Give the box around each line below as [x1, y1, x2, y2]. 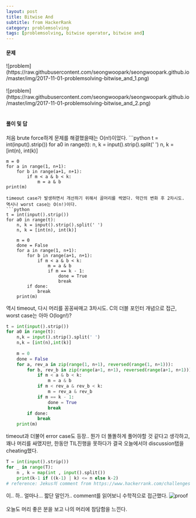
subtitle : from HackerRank [6, 19, 72, 25]
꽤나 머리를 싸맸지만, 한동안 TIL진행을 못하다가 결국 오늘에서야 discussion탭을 [6, 440, 184, 447]
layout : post [6, 8, 38, 15]
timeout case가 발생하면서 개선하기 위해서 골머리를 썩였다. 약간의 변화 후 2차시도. [6, 195, 185, 201]
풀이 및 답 [6, 120, 28, 127]
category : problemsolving [6, 25, 69, 31]
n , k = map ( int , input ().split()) [16, 469, 106, 475]
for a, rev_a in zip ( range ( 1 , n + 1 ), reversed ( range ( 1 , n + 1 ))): [16, 361, 174, 367]
